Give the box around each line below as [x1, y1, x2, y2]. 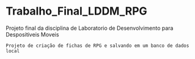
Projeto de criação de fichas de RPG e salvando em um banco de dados [6, 43, 189, 49]
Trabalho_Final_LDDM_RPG [6, 4, 147, 18]
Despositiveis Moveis [6, 30, 59, 38]
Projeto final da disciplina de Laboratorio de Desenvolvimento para [6, 24, 174, 32]
